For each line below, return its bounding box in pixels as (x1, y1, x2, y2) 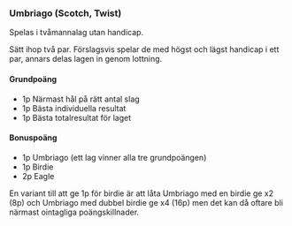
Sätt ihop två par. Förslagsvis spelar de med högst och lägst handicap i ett (9, 44, 280, 55)
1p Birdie (21, 162, 54, 172)
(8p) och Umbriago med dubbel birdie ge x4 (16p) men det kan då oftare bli (9, 197, 283, 207)
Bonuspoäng (9, 132, 58, 143)
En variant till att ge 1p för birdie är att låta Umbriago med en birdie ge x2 (9, 188, 274, 199)
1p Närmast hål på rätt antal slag (21, 94, 140, 104)
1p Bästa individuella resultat (21, 102, 127, 113)
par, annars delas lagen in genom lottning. (9, 54, 163, 64)
